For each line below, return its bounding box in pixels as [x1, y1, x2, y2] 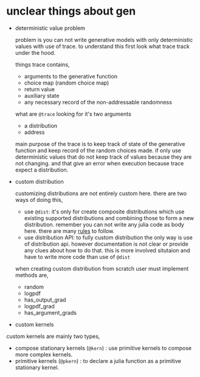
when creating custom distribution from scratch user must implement [15, 265, 189, 272]
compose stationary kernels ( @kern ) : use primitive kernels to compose [15, 344, 192, 351]
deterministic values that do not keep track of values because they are [15, 153, 192, 161]
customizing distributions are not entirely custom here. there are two [15, 190, 187, 197]
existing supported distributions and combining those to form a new [24, 214, 195, 221]
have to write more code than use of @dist [24, 253, 131, 260]
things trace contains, [15, 61, 70, 68]
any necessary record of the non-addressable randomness [24, 99, 172, 106]
